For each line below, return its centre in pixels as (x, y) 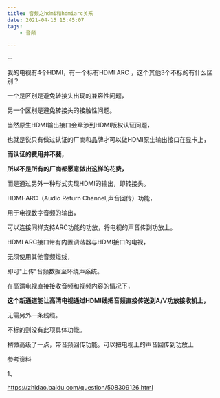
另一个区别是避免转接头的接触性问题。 (61, 110)
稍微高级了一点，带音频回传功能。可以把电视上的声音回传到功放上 (100, 344)
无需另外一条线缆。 (34, 315)
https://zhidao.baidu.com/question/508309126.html (80, 388)
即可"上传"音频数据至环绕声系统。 (55, 271)
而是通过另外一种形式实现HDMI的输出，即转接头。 (78, 184)
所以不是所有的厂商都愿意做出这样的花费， (67, 169)
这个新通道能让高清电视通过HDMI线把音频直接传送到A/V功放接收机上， (108, 301)
